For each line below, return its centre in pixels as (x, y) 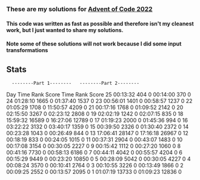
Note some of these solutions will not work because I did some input (94, 44)
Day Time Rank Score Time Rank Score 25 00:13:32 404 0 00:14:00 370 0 (99, 94)
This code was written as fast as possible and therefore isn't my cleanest (100, 24)
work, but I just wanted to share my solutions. (65, 30)
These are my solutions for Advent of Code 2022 (79, 9)
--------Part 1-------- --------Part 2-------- (75, 83)
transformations (27, 50)
